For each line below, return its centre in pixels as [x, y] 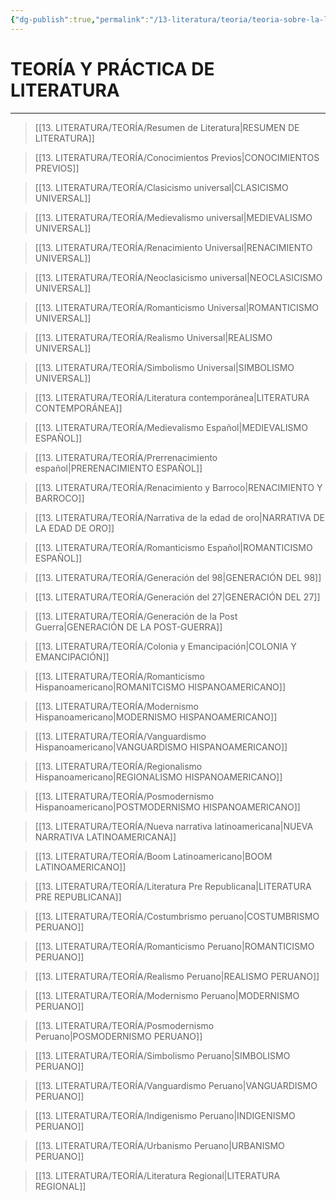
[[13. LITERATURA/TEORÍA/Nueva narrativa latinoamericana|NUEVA [174, 826]
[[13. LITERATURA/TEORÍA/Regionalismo [118, 766]
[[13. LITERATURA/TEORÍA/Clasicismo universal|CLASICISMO [161, 187]
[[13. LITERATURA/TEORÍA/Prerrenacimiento [126, 457]
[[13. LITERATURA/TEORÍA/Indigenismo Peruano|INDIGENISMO [165, 1115]
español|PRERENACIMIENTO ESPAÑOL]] [118, 468]
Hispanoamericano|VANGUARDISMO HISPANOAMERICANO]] [161, 747]
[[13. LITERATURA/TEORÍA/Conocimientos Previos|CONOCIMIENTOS [177, 157]
